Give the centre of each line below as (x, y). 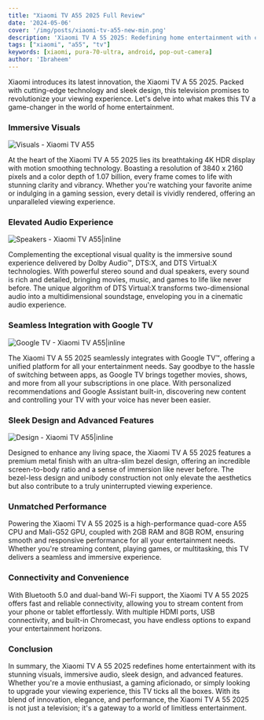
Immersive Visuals (44, 127)
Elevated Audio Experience (61, 222)
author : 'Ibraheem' (40, 60)
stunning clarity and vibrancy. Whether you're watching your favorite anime (130, 185)
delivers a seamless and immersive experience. (85, 558)
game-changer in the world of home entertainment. (91, 106)
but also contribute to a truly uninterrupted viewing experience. (110, 487)
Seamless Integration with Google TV (81, 326)
